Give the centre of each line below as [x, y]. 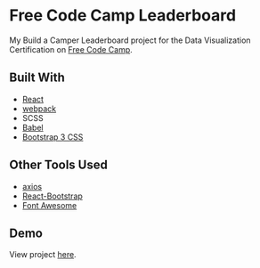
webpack [39, 109]
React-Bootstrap [52, 196]
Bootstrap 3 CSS [53, 137]
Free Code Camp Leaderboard [123, 16]
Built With [37, 78]
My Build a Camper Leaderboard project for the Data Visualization [130, 40]
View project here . [43, 255]
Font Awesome [49, 205]
